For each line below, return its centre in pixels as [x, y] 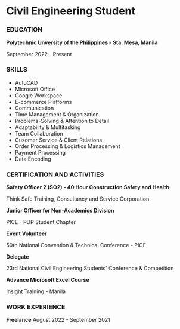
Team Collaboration [39, 133]
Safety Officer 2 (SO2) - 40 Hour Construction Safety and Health [88, 187]
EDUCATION [24, 30]
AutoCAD [26, 82]
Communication [34, 108]
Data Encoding [33, 159]
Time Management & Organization [57, 114]
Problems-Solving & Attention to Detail [62, 121]
